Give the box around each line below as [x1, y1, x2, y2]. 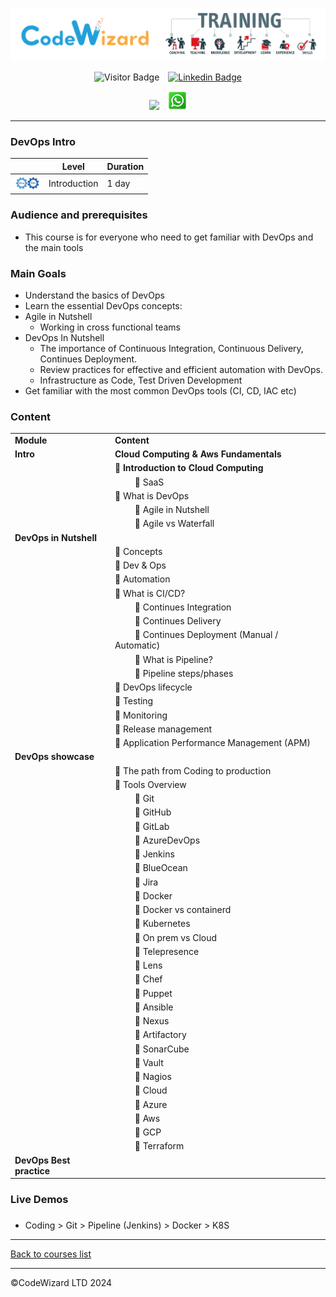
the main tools [24, 241, 84, 253]
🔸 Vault [134, 1056, 164, 1068]
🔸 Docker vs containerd [134, 904, 232, 916]
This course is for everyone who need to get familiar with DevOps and [24, 231, 314, 243]
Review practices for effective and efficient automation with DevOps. [39, 363, 324, 375]
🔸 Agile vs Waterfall [134, 518, 215, 530]
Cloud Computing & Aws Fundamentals [114, 448, 282, 460]
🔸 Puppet [134, 987, 173, 999]
